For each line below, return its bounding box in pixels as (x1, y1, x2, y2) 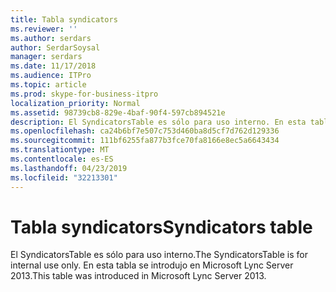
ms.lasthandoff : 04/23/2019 (10, 163, 128, 173)
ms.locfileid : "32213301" (10, 172, 118, 183)
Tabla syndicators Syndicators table (10, 216, 313, 238)
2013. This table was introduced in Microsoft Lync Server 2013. (10, 270, 267, 282)
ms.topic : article (10, 80, 87, 90)
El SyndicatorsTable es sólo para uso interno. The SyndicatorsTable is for (10, 249, 308, 261)
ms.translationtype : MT (10, 145, 110, 155)
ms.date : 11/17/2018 (10, 61, 97, 71)
